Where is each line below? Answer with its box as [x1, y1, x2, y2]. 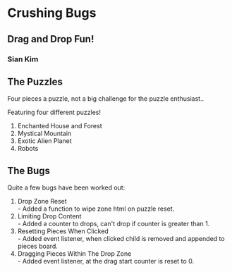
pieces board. [17, 242, 59, 251]
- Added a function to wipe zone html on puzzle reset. [17, 204, 175, 213]
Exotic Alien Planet [17, 137, 72, 145]
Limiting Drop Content [17, 212, 82, 221]
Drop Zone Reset [17, 197, 67, 206]
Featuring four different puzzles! [7, 108, 101, 117]
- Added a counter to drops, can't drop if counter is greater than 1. [17, 220, 210, 228]
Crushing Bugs [7, 5, 97, 21]
